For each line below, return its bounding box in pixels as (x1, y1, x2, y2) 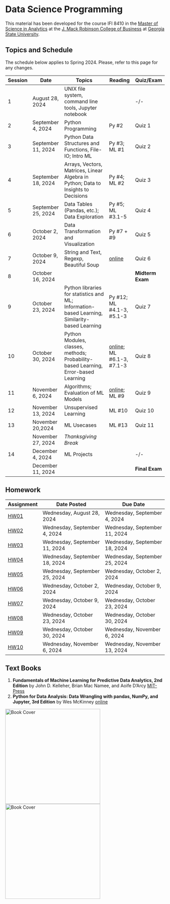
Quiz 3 (135, 176, 151, 183)
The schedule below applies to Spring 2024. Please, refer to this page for (5, 59, 158, 65)
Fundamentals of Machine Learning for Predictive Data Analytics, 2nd (12, 677, 163, 684)
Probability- (64, 356, 94, 363)
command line (64, 98, 98, 105)
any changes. (5, 64, 34, 70)
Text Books (5, 664, 41, 672)
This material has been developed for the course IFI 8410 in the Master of (5, 20, 158, 26)
